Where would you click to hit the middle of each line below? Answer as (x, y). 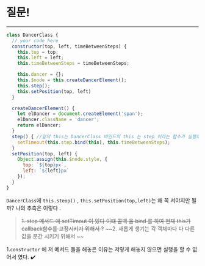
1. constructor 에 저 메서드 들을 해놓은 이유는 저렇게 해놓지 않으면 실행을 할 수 (99, 249)
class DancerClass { (33, 35)
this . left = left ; (41, 58)
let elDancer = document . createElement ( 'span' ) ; (80, 114)
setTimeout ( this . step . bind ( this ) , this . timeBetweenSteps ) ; (94, 142)
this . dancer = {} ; (41, 75)
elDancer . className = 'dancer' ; (58, 120)
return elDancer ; (39, 125)
